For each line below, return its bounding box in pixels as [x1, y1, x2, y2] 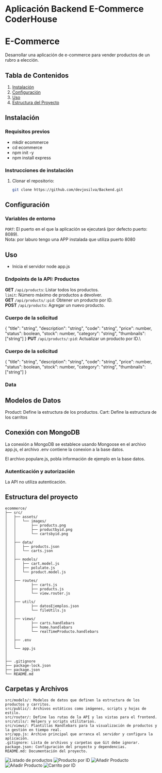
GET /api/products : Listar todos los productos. [5, 286, 99, 292]
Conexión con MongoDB [5, 428, 80, 437]
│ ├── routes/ [5, 578, 38, 583]
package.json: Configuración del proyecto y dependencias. [5, 744, 127, 749]
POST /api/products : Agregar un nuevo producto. [5, 302, 105, 308]
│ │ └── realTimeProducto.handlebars [5, 629, 98, 634]
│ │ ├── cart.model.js [5, 561, 60, 566]
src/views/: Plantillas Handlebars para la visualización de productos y [5, 723, 158, 728]
